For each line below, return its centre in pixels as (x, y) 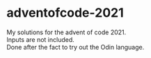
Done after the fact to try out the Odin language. (75, 47)
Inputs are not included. (40, 39)
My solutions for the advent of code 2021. (66, 32)
